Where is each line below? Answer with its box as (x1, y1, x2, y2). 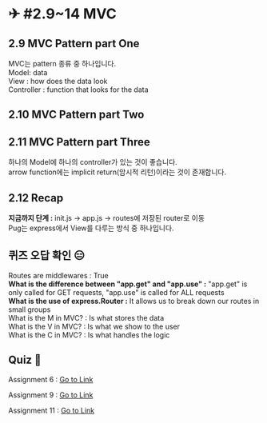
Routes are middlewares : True (8, 270, 110, 280)
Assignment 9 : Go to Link (8, 389, 94, 400)
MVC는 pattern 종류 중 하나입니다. (8, 59, 117, 68)
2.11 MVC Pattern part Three (8, 135, 150, 149)
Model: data (8, 68, 48, 77)
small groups (8, 305, 51, 314)
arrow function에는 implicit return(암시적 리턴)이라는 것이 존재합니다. (8, 167, 226, 177)
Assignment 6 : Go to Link (8, 374, 94, 384)
